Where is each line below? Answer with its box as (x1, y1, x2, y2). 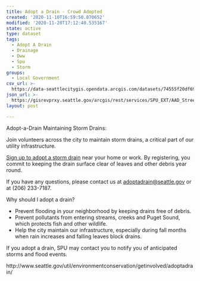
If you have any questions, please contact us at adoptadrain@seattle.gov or (6, 178, 192, 185)
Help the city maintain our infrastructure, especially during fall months (14, 226, 186, 233)
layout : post (6, 102, 39, 109)
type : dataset (6, 31, 42, 37)
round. (6, 166, 23, 173)
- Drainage (11, 48, 39, 54)
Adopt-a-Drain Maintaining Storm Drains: (6, 124, 107, 132)
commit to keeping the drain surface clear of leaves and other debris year (6, 160, 187, 167)
